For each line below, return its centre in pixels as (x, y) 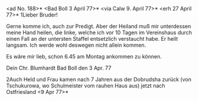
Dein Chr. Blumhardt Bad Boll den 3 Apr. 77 (59, 68)
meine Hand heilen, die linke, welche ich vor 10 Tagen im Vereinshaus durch (99, 32)
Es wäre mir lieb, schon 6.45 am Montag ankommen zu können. (84, 56)
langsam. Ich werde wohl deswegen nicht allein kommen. (76, 45)
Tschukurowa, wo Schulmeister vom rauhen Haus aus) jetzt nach (86, 86)
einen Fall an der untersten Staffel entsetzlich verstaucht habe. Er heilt (92, 39)
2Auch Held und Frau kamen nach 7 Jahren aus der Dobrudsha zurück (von (99, 79)
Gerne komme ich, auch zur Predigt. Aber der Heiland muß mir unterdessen (99, 26)
